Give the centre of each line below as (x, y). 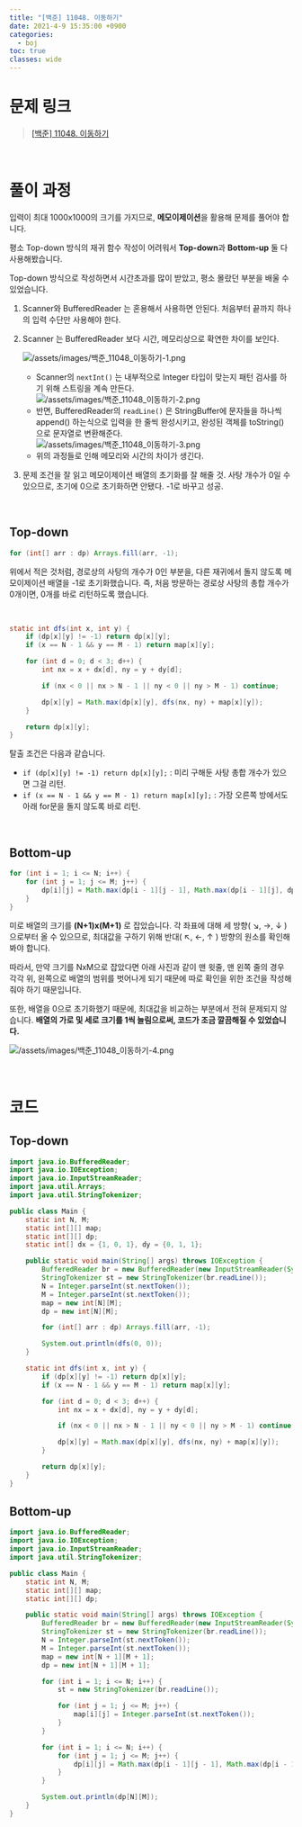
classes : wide (36, 59)
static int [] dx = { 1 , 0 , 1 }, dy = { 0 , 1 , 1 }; (114, 1245)
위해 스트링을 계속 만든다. (90, 388)
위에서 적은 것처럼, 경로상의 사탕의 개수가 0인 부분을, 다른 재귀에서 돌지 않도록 (146, 571)
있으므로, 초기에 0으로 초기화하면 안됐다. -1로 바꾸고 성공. (123, 486)
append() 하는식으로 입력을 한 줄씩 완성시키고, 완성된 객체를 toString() (160, 422)
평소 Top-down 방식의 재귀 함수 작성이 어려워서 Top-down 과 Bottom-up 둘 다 (149, 247)
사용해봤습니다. (36, 258)
